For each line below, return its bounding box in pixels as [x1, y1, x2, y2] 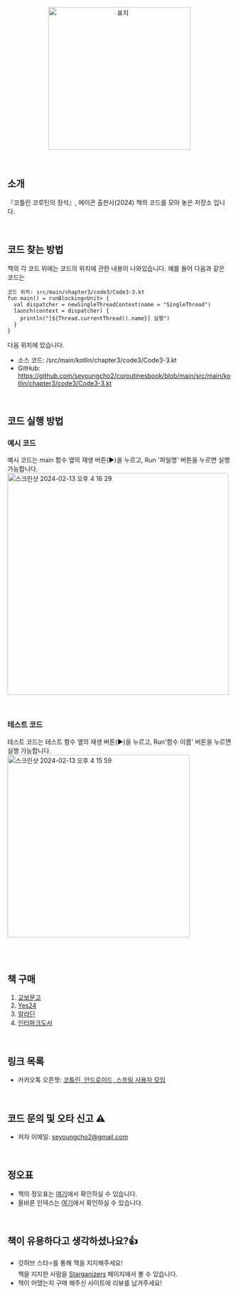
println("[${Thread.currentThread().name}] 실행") [20, 314, 171, 322]
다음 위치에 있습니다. [7, 341, 65, 349]
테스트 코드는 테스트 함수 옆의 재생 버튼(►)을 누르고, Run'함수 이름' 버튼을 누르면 [7, 737, 232, 746]
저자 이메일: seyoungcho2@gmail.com [17, 1133, 129, 1142]
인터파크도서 [17, 1019, 53, 1028]
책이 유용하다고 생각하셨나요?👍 [7, 1235, 139, 1247]
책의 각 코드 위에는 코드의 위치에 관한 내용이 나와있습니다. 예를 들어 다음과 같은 [7, 264, 225, 272]
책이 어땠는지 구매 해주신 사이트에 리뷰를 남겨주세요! [17, 1278, 162, 1287]
